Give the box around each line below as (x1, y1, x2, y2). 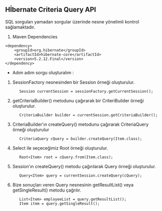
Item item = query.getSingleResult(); (19, 201, 100, 206)
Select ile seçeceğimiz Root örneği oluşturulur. (12, 145, 108, 151)
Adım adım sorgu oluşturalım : (12, 69, 74, 75)
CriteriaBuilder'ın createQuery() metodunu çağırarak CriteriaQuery (12, 121, 149, 127)
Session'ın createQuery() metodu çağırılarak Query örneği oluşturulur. (12, 163, 156, 169)
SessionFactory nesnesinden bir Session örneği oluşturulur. (12, 79, 135, 85)
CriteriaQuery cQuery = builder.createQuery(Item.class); (19, 136, 143, 141)
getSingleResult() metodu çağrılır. (12, 187, 81, 193)
